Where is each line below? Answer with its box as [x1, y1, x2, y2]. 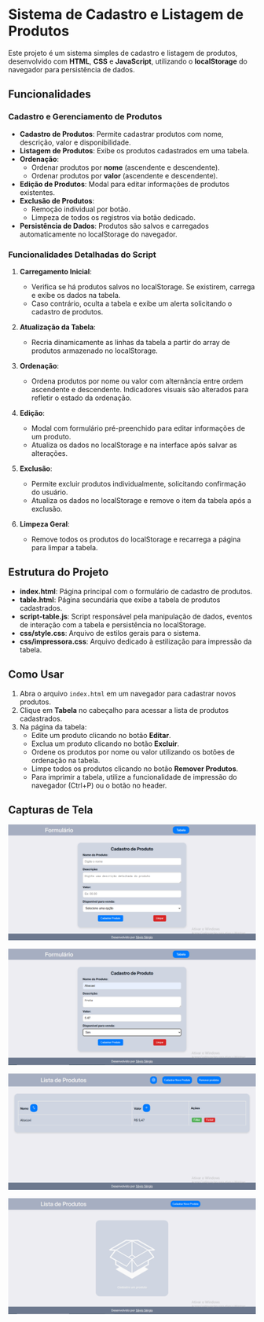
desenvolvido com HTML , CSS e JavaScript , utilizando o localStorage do [8, 57, 247, 66]
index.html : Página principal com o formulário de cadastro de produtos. [19, 586, 253, 596]
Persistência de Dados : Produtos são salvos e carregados [19, 221, 210, 230]
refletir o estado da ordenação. [31, 393, 132, 402]
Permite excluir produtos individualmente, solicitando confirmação [31, 479, 246, 488]
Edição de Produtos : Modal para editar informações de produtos [19, 179, 230, 189]
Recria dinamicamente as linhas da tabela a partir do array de [31, 337, 230, 347]
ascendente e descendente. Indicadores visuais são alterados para [31, 384, 249, 394]
